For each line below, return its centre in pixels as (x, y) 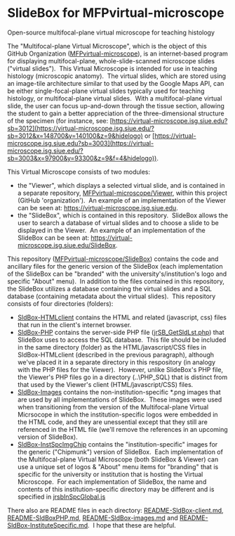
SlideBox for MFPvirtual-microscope (116, 13)
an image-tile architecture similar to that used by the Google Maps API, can (116, 83)
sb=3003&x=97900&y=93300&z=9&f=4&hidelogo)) (82, 158)
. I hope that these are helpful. (132, 525)
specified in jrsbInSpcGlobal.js (61, 497)
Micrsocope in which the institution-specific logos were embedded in (118, 414)
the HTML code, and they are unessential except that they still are (113, 422)
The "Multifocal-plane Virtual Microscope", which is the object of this (107, 46)
